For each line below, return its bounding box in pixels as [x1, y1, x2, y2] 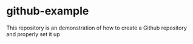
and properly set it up [6, 30, 60, 37]
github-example [6, 4, 89, 18]
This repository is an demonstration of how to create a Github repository [6, 24, 187, 31]
